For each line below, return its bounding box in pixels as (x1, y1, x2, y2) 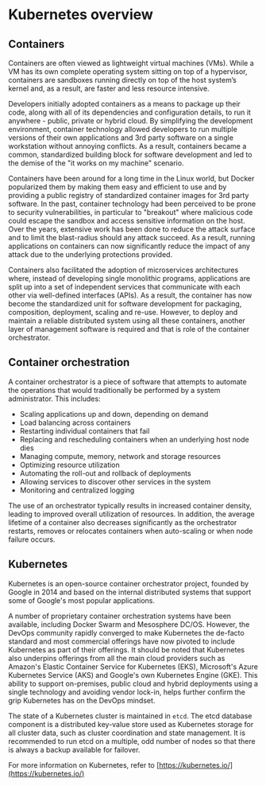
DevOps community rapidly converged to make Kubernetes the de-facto (8, 628, 245, 637)
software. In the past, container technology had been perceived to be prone (8, 199, 256, 208)
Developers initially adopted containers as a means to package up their (8, 99, 241, 108)
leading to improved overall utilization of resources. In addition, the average (8, 509, 256, 519)
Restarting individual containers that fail (19, 426, 150, 435)
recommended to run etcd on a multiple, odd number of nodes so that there (8, 736, 256, 745)
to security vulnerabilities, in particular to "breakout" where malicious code (8, 208, 253, 216)
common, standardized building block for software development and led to (8, 150, 253, 159)
